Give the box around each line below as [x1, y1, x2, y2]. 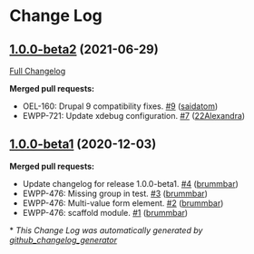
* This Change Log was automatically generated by [9, 224, 203, 236]
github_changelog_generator [9, 234, 118, 245]
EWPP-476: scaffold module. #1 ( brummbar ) [22, 207, 189, 218]
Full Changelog [9, 65, 66, 76]
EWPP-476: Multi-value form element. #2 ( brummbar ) [22, 197, 224, 209]
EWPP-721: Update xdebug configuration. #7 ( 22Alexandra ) [22, 111, 246, 121]
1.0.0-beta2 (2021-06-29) [9, 42, 159, 57]
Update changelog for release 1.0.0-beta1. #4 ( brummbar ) [22, 178, 239, 189]
